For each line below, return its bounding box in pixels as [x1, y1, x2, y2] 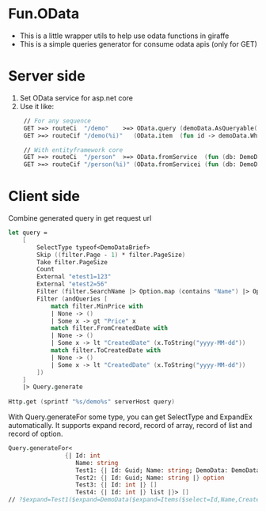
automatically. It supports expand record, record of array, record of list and [8, 421, 253, 430]
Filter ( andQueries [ [36, 294, 108, 303]
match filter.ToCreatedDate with [50, 346, 161, 354]
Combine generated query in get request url [8, 214, 152, 223]
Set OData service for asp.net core [19, 93, 133, 103]
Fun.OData [8, 5, 80, 23]
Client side [8, 187, 81, 206]
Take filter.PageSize [36, 258, 108, 266]
